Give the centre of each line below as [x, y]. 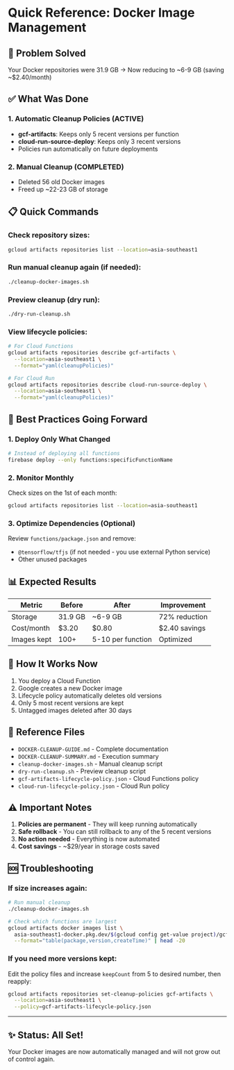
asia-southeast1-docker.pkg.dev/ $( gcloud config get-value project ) [115, 935]
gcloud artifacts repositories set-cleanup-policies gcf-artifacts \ [111, 994]
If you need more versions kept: [62, 959]
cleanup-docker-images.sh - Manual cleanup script [90, 764]
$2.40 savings [182, 628]
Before [72, 604]
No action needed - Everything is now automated [89, 839]
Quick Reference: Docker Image [101, 13]
